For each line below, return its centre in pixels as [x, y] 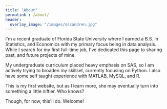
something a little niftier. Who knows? [45, 91]
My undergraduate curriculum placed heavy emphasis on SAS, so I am [80, 65]
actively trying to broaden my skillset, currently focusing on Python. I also [83, 71]
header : [14, 19]
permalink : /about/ [27, 15]
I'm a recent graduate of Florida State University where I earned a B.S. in [82, 39]
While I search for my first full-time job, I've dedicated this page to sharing [84, 50]
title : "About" [22, 10]
